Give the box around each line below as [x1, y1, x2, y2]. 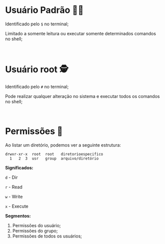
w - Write [5, 193, 23, 199]
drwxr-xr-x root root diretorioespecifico [5, 152, 103, 157]
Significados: [5, 164, 34, 170]
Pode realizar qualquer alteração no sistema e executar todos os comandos [5, 93, 160, 99]
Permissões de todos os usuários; [12, 233, 82, 239]
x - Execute [5, 203, 29, 209]
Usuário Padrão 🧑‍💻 [5, 4, 84, 16]
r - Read [5, 184, 23, 190]
